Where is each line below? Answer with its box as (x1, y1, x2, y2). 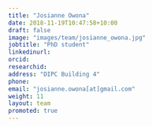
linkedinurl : (8, 48, 51, 56)
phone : (8, 77, 30, 85)
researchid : (8, 63, 47, 71)
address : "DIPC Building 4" (8, 70, 101, 78)
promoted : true (8, 107, 58, 115)
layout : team (8, 99, 51, 107)
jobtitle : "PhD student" (8, 41, 90, 49)
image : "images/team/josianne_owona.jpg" (8, 33, 146, 42)
